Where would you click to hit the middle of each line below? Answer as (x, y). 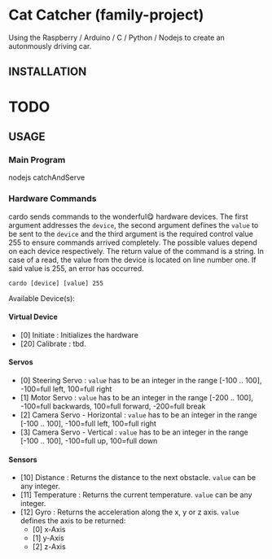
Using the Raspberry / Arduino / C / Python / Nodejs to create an (117, 37)
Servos (21, 362)
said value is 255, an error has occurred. (76, 268)
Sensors (23, 459)
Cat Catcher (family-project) (106, 15)
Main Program (37, 159)
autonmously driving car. (50, 46)
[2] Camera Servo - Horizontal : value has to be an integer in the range (139, 415)
